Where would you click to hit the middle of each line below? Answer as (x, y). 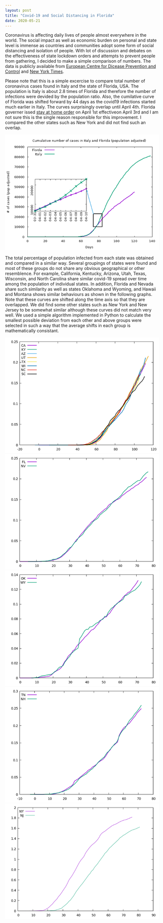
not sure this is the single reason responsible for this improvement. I (73, 117)
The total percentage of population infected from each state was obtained (79, 258)
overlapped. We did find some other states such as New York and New (76, 305)
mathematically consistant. (32, 331)
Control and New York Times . (35, 71)
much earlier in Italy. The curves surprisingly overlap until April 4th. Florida (80, 107)
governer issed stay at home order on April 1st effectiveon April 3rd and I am (82, 112)
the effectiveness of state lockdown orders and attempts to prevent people (80, 56)
